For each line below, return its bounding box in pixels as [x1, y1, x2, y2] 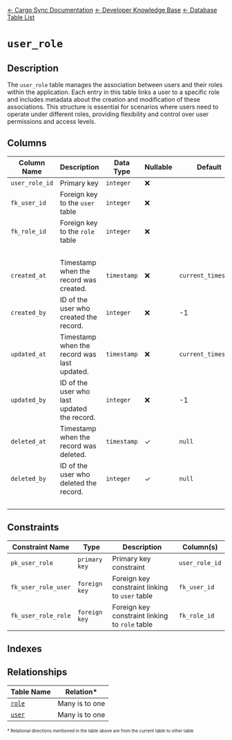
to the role [59, 226, 95, 236]
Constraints [7, 521, 59, 533]
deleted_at [10, 437, 46, 445]
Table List [7, 13, 35, 21]
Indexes [7, 643, 43, 655]
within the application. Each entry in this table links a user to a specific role [7, 88, 220, 96]
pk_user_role [10, 559, 54, 566]
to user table [112, 591, 153, 600]
